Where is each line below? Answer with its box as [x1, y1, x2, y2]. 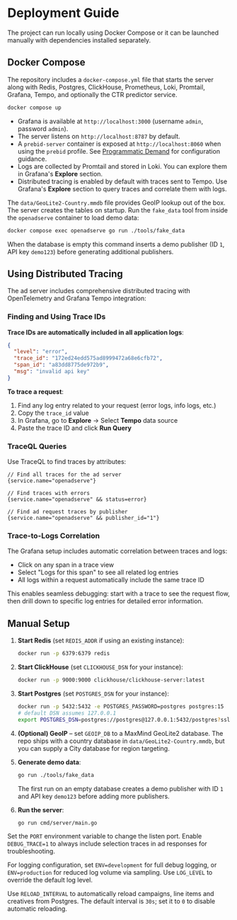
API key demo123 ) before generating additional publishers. [7, 247, 174, 256]
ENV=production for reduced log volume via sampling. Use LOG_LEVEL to [7, 868, 213, 877]
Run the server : [17, 805, 64, 814]
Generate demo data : [17, 758, 81, 766]
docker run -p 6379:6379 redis [17, 650, 110, 657]
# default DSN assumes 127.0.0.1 [17, 710, 117, 717]
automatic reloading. [7, 904, 67, 913]
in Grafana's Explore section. [17, 169, 103, 178]
